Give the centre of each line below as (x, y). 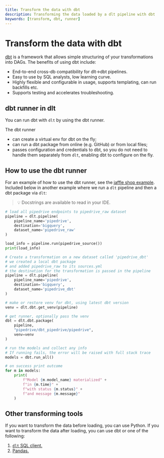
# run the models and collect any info (46, 348)
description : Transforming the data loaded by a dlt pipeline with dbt (80, 14)
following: (15, 436)
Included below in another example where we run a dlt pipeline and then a (81, 188)
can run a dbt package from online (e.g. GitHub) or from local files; (80, 145)
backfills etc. (25, 87)
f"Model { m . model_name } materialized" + (65, 380)
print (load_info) (23, 248)
